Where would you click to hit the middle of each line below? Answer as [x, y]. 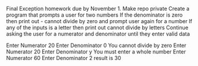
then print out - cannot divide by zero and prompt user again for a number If [99, 21]
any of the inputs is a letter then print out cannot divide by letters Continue [97, 27]
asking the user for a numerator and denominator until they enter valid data [98, 34]
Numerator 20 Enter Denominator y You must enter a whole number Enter [96, 52]
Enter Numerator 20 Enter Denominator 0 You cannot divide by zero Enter [96, 45]
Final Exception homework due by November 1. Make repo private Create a [98, 9]
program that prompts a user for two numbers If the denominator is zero [95, 15]
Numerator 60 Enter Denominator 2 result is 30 [64, 58]
